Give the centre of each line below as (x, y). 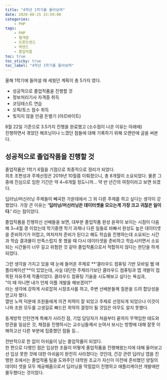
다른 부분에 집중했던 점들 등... (51, 330)
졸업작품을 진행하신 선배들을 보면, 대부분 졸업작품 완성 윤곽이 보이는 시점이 (78, 222)
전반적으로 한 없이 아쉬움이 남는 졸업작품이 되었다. (54, 341)
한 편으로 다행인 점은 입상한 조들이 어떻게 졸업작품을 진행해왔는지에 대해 (75, 347)
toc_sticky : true (23, 61)
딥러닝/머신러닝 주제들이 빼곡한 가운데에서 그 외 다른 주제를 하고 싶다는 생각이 (81, 198)
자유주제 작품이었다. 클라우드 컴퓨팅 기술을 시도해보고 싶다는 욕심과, (80, 276)
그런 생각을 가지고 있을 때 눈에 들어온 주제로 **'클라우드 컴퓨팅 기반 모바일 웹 (80, 263)
